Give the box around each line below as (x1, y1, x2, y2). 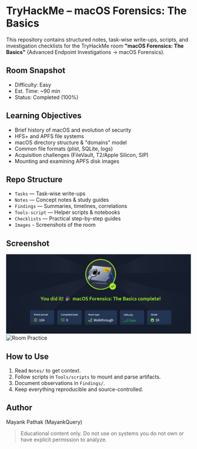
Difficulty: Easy (14, 81, 52, 88)
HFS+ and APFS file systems (14, 132, 84, 139)
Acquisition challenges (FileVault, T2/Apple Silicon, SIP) (14, 151, 149, 158)
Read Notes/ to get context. (14, 367, 81, 374)
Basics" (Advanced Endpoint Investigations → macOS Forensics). (6, 48, 165, 55)
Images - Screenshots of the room (14, 222, 96, 229)
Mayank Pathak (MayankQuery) (6, 418, 83, 425)
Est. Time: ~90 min (14, 87, 60, 95)
